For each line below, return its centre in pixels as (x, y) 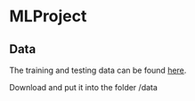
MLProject (48, 16)
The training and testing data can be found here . (98, 70)
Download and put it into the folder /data (84, 87)
